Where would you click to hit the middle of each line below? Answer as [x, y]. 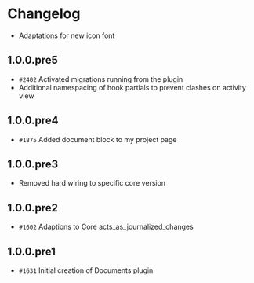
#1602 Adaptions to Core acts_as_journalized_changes [106, 227]
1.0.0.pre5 [33, 60]
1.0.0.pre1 [32, 251]
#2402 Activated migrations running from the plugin [101, 79]
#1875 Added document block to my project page [98, 139]
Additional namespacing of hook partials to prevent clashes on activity [132, 87]
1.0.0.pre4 [33, 121]
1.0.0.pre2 [33, 208]
